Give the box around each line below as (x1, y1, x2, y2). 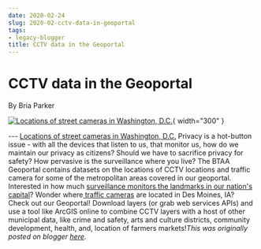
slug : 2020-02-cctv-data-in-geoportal (8, 19, 136, 27)
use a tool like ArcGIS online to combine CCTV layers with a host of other (8, 206, 246, 217)
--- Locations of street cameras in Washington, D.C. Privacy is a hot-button (8, 132, 252, 141)
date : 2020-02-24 (8, 11, 65, 20)
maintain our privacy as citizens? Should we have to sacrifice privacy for (8, 148, 244, 158)
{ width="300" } (172, 116, 225, 126)
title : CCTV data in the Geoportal (8, 41, 125, 49)
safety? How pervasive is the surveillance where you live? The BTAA (8, 157, 230, 166)
